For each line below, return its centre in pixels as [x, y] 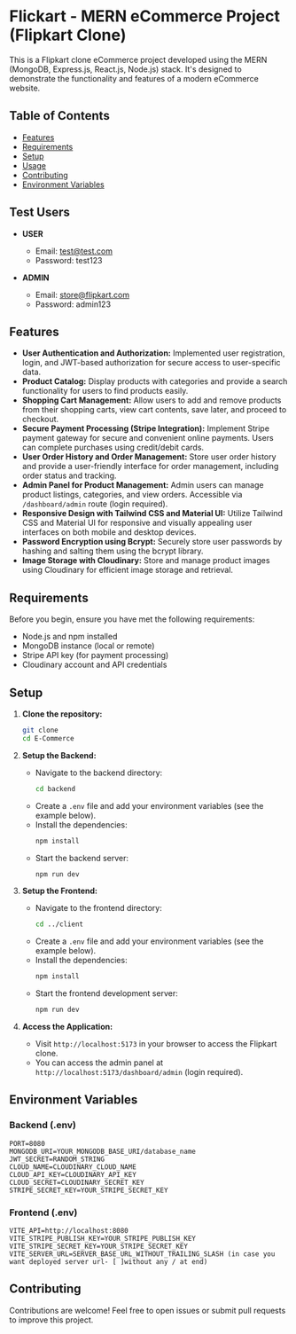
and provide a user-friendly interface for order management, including [150, 467]
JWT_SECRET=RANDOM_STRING [57, 1159]
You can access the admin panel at [99, 1063]
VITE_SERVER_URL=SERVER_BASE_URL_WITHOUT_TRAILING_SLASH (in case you [142, 1254]
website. [25, 88]
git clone [40, 730]
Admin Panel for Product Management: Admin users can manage [143, 485]
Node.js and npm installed [70, 637]
